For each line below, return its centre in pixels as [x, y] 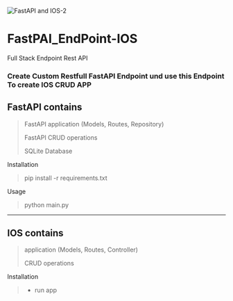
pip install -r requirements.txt [66, 178]
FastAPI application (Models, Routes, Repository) [94, 124]
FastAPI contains [45, 107]
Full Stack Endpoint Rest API [48, 58]
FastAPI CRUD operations [61, 137]
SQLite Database [48, 151]
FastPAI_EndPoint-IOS [72, 39]
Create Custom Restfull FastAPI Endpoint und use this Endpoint [116, 76]
